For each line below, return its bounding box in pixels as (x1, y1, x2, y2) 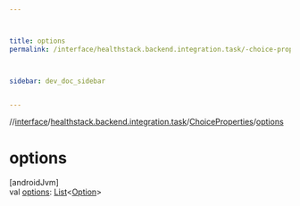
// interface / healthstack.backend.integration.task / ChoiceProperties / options (9, 117, 284, 128)
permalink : (9, 45, 50, 54)
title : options (9, 37, 66, 45)
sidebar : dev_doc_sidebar (9, 77, 105, 86)
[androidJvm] (9, 177, 60, 188)
